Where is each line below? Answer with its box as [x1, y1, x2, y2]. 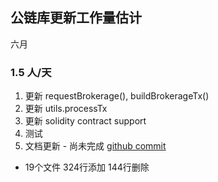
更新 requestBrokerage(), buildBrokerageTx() [24, 90, 210, 102]
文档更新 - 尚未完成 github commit [24, 140, 167, 152]
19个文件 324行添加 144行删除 [24, 161, 150, 173]
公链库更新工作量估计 [10, 9, 142, 27]
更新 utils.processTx [24, 103, 108, 115]
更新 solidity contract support [24, 115, 147, 127]
